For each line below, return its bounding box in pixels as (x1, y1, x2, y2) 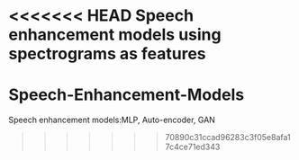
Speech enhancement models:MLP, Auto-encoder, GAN (8, 114, 215, 126)
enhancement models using (8, 24, 222, 45)
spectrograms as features (8, 44, 206, 64)
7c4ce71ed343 (165, 141, 221, 153)
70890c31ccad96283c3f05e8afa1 (165, 132, 292, 143)
